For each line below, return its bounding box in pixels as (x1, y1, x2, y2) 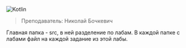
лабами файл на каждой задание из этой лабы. (6, 35, 128, 42)
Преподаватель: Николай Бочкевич (21, 17, 113, 24)
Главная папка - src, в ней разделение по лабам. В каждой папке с (6, 29, 180, 36)
